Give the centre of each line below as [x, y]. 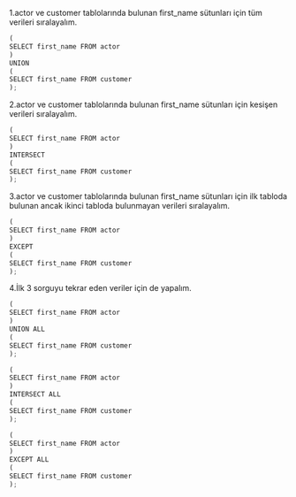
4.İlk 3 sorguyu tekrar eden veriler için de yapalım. [100, 288]
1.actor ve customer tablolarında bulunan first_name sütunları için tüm [136, 13]
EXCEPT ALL [29, 460]
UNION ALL [27, 329]
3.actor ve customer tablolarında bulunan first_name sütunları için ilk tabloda [148, 196]
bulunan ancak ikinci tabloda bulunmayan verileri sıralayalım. [120, 206]
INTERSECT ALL [35, 394]
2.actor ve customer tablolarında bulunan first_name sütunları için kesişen [144, 104]
